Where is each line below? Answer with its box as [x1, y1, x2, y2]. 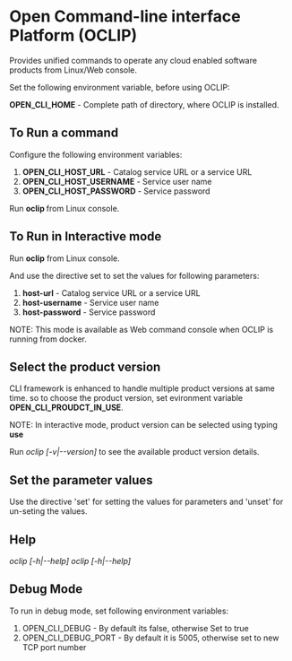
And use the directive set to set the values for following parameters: [9, 270, 260, 281]
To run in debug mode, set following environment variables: [9, 605, 229, 616]
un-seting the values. [9, 506, 88, 517]
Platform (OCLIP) [9, 25, 138, 46]
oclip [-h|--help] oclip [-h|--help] [9, 556, 132, 566]
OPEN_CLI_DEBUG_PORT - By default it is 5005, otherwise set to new [21, 632, 279, 643]
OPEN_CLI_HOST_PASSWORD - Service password [21, 186, 210, 196]
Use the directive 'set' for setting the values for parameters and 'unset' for [9, 496, 284, 508]
